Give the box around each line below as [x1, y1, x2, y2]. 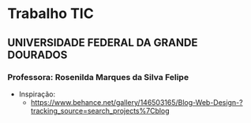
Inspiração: [18, 89, 56, 99]
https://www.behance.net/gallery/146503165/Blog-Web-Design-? [30, 97, 243, 107]
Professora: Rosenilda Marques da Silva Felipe [7, 71, 189, 82]
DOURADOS [7, 48, 68, 61]
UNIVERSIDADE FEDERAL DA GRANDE [7, 36, 198, 49]
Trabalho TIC [7, 5, 94, 23]
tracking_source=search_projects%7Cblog [30, 106, 170, 115]
